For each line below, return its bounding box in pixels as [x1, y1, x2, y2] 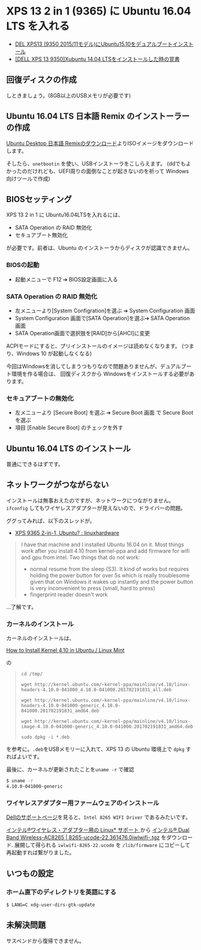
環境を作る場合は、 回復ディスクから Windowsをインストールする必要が [11, 370, 190, 377]
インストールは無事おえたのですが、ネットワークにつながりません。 [6, 496, 175, 504]
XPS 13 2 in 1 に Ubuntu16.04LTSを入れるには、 [6, 211, 124, 218]
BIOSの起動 [6, 261, 40, 270]
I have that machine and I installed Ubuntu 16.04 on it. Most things [20, 541, 184, 548]
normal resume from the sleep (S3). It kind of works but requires [29, 565, 189, 572]
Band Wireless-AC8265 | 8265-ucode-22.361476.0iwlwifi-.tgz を [6, 834, 167, 841]
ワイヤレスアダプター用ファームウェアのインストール [6, 798, 160, 807]
